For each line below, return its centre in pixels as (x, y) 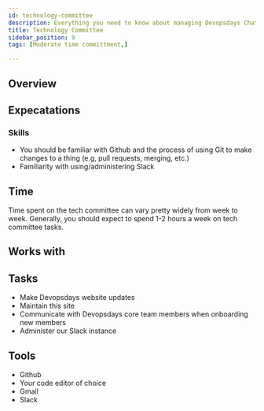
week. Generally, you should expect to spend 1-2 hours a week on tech (123, 219)
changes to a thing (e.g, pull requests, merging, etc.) (104, 158)
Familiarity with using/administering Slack (87, 167)
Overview (33, 83)
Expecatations (44, 110)
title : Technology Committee (56, 30)
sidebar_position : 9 (42, 37)
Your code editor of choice (63, 383)
